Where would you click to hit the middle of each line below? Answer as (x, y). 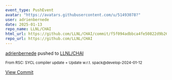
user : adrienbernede (27, 19)
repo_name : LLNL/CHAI (28, 29)
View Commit (19, 72)
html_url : (16, 34)
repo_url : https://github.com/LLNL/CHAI (49, 39)
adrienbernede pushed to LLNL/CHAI (45, 53)
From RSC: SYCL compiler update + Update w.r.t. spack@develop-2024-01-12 (74, 63)
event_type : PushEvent (29, 10)
